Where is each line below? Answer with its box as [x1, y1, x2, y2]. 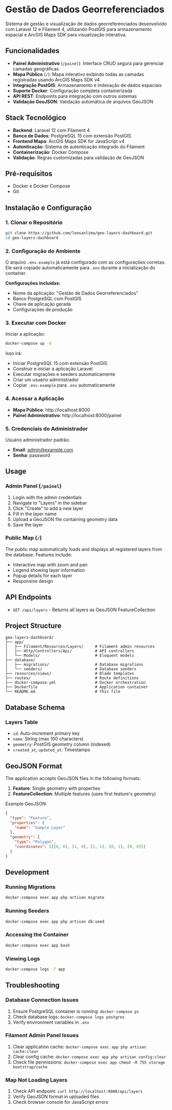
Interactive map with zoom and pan [12, 561, 88, 567]
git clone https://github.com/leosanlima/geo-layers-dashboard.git [5, 231, 153, 236]
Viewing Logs [5, 955, 40, 962]
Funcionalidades [5, 46, 60, 55]
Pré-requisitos [5, 169, 53, 178]
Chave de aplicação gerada [12, 301, 71, 307]
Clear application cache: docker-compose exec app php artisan [12, 1044, 146, 1050]
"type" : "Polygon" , [14, 839, 56, 845]
